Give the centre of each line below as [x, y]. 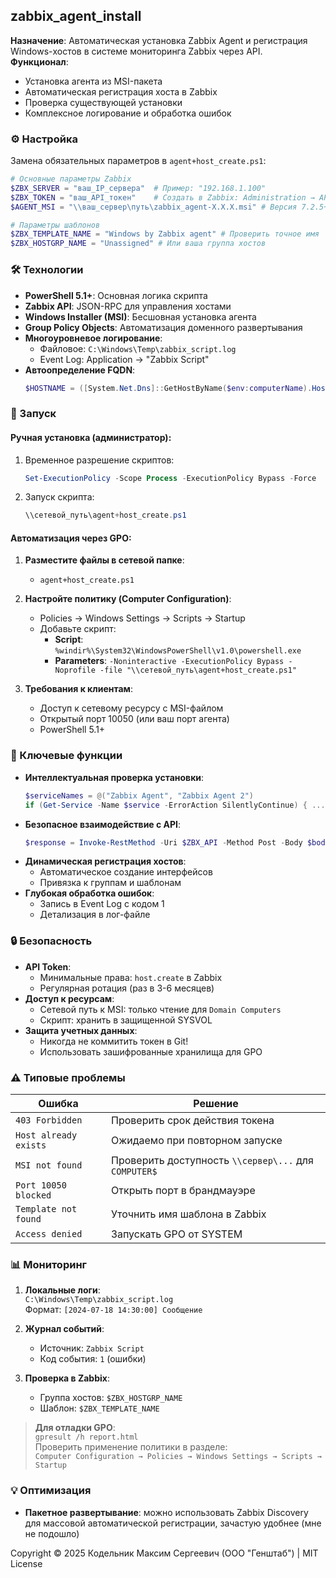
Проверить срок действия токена [193, 1120]
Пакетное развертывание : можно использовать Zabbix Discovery [166, 1512]
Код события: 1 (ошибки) [93, 1359]
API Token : [48, 966]
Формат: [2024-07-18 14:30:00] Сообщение [113, 1310]
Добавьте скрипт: [78, 629]
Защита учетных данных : [81, 1030]
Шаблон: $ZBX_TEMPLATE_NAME [99, 1408]
